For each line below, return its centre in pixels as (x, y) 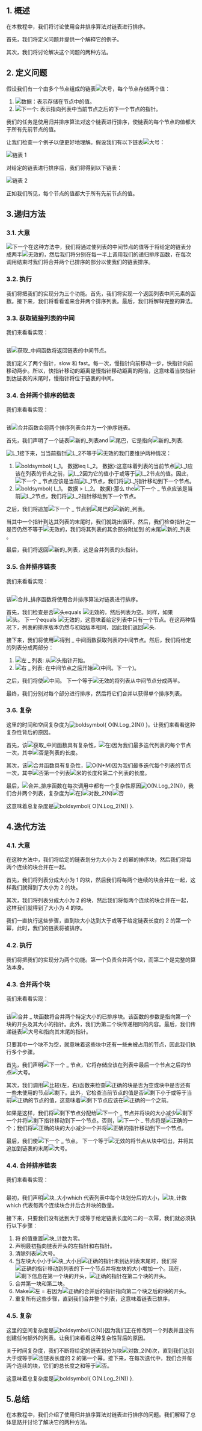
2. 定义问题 (27, 73)
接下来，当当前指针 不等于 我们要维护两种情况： (95, 453)
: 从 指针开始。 (66, 660)
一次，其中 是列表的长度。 (44, 753)
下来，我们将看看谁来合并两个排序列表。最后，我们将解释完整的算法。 (109, 301)
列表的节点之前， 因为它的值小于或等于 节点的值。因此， (109, 474)
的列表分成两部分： (30, 647)
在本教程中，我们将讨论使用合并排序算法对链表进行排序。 (77, 27)
